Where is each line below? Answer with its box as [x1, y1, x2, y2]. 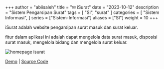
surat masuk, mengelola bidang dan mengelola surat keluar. [5, 39, 128, 45]
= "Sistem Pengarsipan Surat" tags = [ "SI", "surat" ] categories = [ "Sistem [5, 9, 160, 15]
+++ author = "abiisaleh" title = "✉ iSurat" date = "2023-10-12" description [5, 4, 159, 10]
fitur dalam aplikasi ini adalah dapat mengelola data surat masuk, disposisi [5, 34, 158, 40]
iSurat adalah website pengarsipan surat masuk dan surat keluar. [5, 24, 138, 30]
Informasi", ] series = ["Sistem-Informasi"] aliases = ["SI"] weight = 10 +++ [5, 15, 159, 20]
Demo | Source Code [5, 59, 48, 64]
